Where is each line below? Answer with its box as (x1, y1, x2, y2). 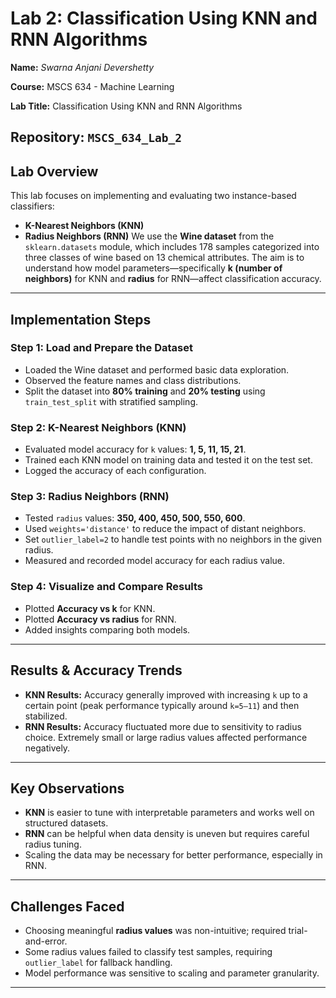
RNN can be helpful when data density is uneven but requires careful (24, 828, 310, 840)
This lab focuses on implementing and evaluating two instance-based (10, 190, 297, 202)
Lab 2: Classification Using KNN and (10, 7, 318, 30)
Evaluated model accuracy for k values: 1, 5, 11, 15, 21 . (24, 443, 247, 456)
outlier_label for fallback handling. (24, 957, 173, 969)
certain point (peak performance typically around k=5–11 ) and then (24, 699, 300, 711)
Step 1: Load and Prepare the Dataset (10, 341, 193, 355)
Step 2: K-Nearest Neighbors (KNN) (10, 420, 187, 434)
